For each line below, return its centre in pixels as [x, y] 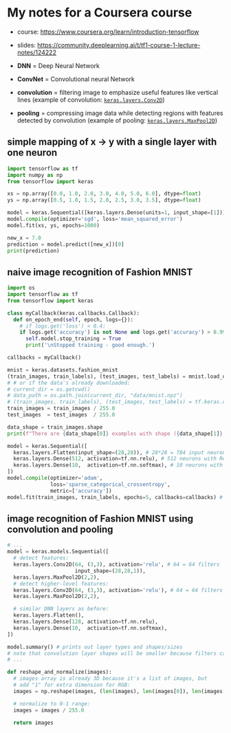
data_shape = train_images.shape [55, 427]
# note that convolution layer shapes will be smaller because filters [112, 653]
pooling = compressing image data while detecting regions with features [120, 113]
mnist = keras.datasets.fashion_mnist [63, 370]
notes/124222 [37, 52]
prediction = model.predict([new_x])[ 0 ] [66, 244]
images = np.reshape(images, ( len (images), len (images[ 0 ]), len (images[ [120, 691]
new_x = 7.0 [24, 238]
